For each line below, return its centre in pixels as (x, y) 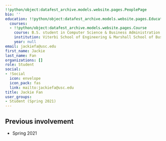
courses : (19, 23)
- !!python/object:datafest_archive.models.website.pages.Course (78, 28)
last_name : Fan (21, 55)
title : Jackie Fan (24, 92)
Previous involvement (40, 121)
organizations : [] (24, 60)
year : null (25, 42)
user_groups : (19, 97)
